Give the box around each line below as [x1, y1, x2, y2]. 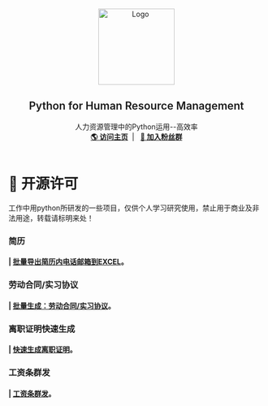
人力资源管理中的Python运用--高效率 [75, 122, 198, 132]
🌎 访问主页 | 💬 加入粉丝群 [90, 132, 183, 141]
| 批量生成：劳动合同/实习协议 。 [8, 300, 115, 310]
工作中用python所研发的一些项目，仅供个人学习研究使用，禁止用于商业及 [8, 203, 253, 213]
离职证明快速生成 [8, 323, 76, 335]
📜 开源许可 [8, 175, 79, 192]
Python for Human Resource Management [28, 99, 244, 113]
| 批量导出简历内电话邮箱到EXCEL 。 [8, 257, 128, 267]
